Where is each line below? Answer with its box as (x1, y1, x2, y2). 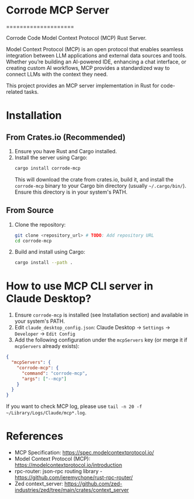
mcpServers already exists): (14, 343, 80, 350)
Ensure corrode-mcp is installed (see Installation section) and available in (14, 312, 189, 319)
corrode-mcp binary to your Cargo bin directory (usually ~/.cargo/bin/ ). (14, 182, 186, 189)
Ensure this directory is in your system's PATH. (14, 188, 128, 195)
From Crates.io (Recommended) (6, 132, 126, 142)
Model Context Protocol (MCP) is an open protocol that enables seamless (6, 45, 183, 53)
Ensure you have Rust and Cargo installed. (14, 147, 117, 154)
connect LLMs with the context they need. (6, 70, 108, 77)
